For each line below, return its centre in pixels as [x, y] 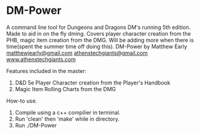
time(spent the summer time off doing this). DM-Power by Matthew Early [97, 46]
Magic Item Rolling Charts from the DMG [65, 89]
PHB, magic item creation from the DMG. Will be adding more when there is [100, 40]
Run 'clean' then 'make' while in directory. [67, 119]
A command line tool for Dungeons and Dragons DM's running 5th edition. [98, 27]
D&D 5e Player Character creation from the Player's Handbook [92, 83]
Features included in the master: [46, 71]
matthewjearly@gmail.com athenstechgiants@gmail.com [77, 53]
